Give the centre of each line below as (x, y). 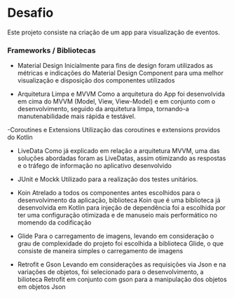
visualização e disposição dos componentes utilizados (96, 80)
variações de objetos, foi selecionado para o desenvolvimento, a (111, 272)
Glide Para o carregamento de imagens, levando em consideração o (116, 236)
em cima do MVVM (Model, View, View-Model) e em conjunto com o (116, 101)
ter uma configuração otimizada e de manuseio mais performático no (117, 215)
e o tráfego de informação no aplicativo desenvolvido (94, 166)
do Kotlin (20, 137)
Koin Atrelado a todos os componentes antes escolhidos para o (109, 193)
